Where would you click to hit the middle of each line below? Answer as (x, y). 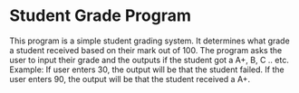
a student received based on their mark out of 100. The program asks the (146, 50)
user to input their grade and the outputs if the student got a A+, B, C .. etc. (149, 60)
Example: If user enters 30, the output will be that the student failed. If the (147, 70)
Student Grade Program (101, 16)
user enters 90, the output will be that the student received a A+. (130, 79)
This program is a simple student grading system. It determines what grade (149, 41)
